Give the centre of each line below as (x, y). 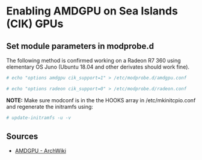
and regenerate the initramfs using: (50, 106)
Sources (22, 137)
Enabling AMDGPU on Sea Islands (92, 11)
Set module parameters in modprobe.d (80, 46)
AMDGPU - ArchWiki (40, 151)
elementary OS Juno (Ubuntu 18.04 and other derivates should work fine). (98, 67)
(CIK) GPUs (35, 24)
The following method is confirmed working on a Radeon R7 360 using (94, 60)
